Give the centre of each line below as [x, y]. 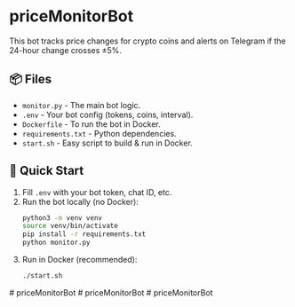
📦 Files [31, 79]
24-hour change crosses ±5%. [66, 50]
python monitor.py [56, 243]
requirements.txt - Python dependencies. [99, 133]
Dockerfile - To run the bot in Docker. [92, 124]
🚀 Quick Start [47, 171]
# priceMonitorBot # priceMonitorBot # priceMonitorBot [111, 292]
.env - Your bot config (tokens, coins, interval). [108, 114]
